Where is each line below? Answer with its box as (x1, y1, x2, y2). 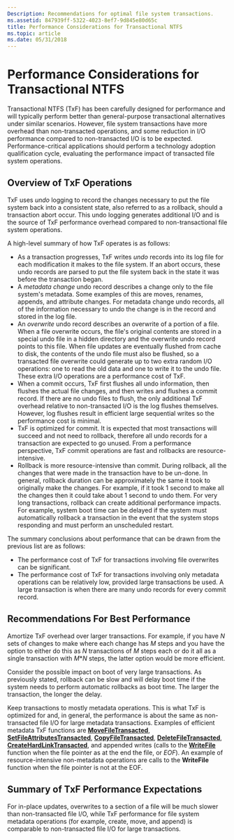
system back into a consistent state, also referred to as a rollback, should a (7, 203, 224, 211)
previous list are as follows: (7, 541, 86, 550)
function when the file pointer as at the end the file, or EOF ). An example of (7, 748, 224, 757)
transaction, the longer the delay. (7, 690, 103, 698)
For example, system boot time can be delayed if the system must (17, 506, 207, 514)
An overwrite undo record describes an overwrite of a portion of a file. (17, 320, 220, 328)
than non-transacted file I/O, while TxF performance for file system (7, 809, 200, 818)
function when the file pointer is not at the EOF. (7, 763, 143, 771)
